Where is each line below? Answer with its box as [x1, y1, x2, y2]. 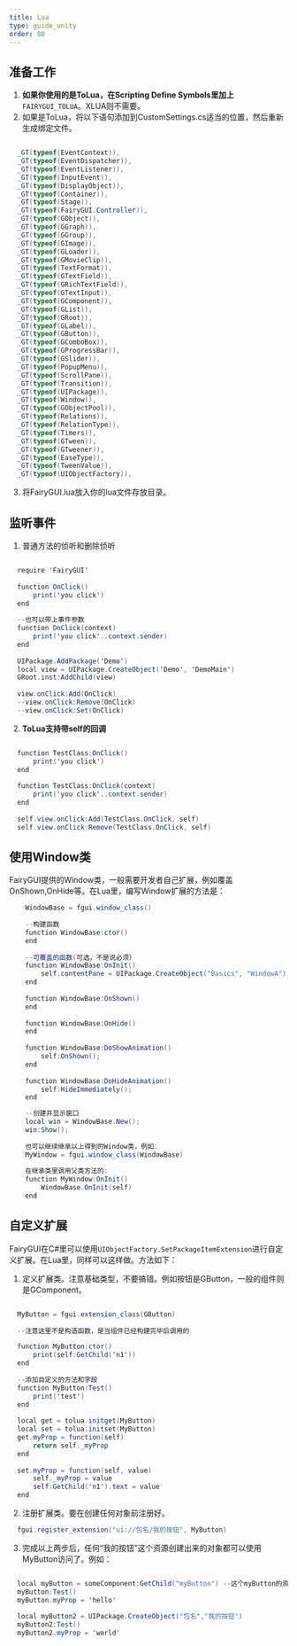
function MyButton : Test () [17, 1384, 113, 1392]
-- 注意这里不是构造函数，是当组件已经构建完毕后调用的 [17, 1326, 190, 1335]
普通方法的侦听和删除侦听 [21, 541, 116, 550]
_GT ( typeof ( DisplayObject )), [17, 181, 125, 191]
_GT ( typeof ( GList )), [17, 305, 93, 314]
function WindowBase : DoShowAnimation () [25, 1043, 172, 1053]
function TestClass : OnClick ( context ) [17, 782, 156, 791]
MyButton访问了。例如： [21, 1553, 112, 1564]
